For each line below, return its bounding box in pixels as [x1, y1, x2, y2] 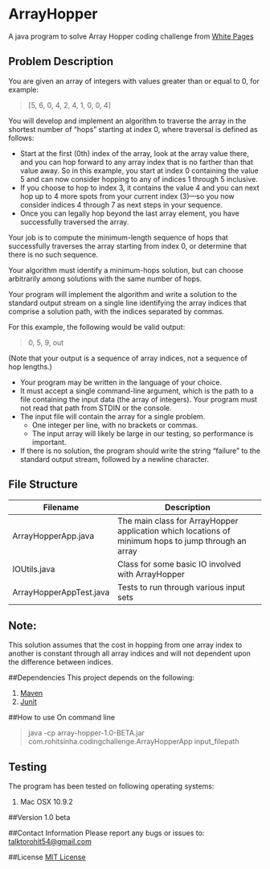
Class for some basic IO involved [117, 558, 241, 570]
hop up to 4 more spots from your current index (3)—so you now [19, 191, 235, 201]
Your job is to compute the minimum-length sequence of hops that [8, 233, 229, 242]
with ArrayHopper [117, 568, 185, 579]
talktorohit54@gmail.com [8, 837, 92, 846]
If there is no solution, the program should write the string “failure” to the [19, 446, 261, 455]
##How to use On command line [8, 713, 115, 723]
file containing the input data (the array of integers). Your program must [19, 394, 257, 404]
